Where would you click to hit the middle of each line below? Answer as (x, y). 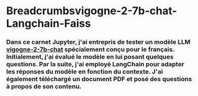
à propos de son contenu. (44, 87)
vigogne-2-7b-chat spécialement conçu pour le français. (90, 50)
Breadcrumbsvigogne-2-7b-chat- (92, 11)
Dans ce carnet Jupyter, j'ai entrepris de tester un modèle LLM (98, 42)
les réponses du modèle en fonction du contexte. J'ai (85, 72)
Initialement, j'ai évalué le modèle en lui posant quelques (90, 57)
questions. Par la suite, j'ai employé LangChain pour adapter (95, 65)
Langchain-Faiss (49, 23)
